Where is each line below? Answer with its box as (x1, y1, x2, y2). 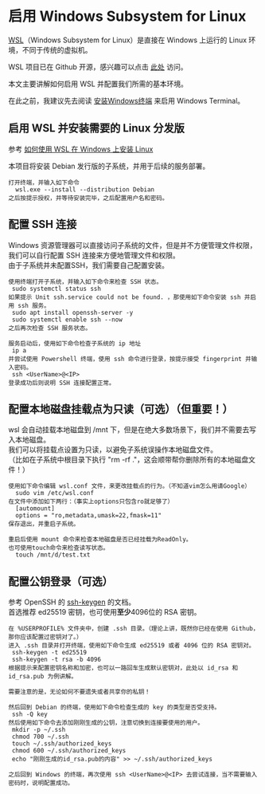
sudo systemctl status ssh (11, 285, 102, 293)
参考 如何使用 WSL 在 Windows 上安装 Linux (8, 144, 154, 154)
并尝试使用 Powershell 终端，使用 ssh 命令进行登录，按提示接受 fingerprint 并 (8, 355, 252, 363)
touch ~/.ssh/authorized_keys (11, 740, 112, 748)
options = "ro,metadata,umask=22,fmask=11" (15, 512, 162, 520)
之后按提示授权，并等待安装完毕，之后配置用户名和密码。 (8, 194, 169, 202)
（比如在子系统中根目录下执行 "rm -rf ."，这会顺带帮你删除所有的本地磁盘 (8, 455, 249, 465)
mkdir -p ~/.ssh (11, 726, 66, 734)
